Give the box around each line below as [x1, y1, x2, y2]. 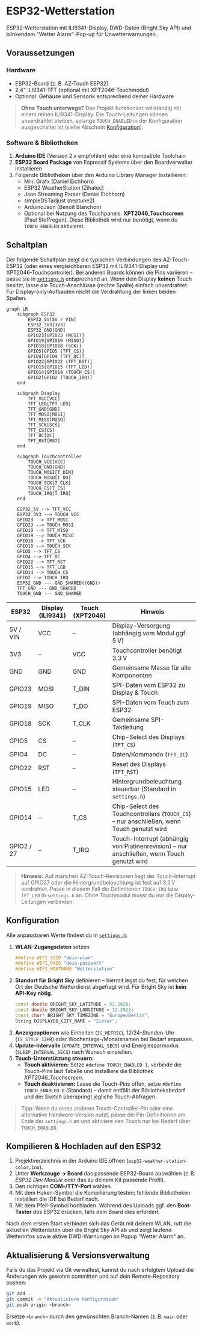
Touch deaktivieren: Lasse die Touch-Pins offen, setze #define [23, 1080, 182, 1088]
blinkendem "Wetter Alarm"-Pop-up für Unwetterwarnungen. [6, 30, 158, 37]
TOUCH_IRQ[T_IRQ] [28, 490, 71, 496]
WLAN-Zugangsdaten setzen [14, 943, 90, 950]
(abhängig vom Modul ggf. [112, 629, 188, 637]
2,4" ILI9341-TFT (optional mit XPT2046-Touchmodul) [14, 86, 149, 93]
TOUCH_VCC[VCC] [28, 459, 66, 465]
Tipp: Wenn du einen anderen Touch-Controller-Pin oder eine [20, 1104, 173, 1112]
